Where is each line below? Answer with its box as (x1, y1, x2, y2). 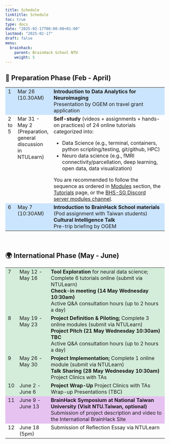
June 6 (19, 389, 36, 395)
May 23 (19, 321, 38, 328)
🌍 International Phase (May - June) (5, 251, 119, 260)
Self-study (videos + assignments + (53, 115, 141, 123)
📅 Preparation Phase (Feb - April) (5, 73, 111, 82)
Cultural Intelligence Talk (53, 217, 115, 224)
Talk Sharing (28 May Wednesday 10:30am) (50, 367, 160, 374)
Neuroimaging (53, 95, 89, 102)
